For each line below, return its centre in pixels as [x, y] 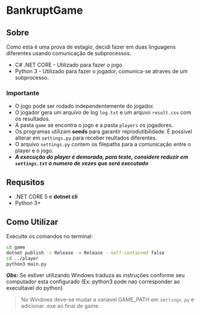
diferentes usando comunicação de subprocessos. [69, 53]
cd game [16, 247]
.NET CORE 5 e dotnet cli [46, 197]
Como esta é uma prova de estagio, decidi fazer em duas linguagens [91, 47]
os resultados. [32, 119]
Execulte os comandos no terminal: [50, 236]
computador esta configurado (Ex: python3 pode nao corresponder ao [93, 281]
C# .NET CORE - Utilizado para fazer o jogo [69, 65]
